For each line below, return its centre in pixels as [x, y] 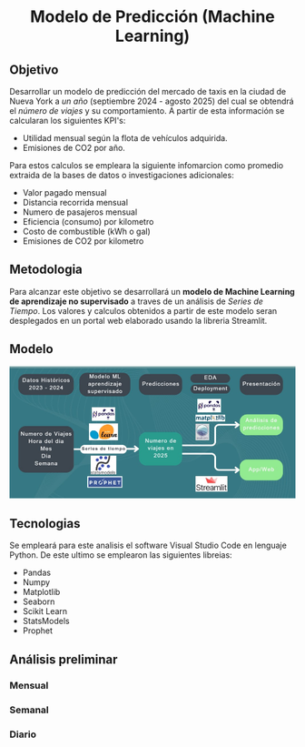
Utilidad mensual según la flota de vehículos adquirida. [125, 138]
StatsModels [46, 621]
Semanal [30, 710]
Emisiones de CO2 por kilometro [83, 241]
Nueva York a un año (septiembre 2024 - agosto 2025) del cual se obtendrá [152, 101]
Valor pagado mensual [64, 192]
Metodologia [46, 270]
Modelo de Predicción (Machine [152, 17]
